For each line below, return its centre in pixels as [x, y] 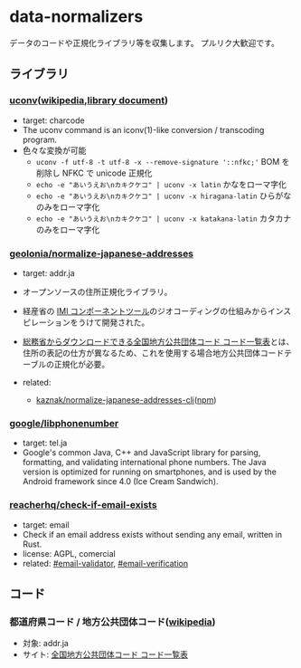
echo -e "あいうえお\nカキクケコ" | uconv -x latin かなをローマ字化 [161, 184]
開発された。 [126, 322]
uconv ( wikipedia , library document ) [89, 100]
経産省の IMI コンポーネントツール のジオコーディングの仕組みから [145, 310]
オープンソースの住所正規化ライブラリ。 [97, 291]
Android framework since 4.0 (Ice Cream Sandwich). [120, 482]
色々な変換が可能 [54, 150]
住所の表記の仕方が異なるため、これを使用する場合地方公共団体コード [153, 353]
